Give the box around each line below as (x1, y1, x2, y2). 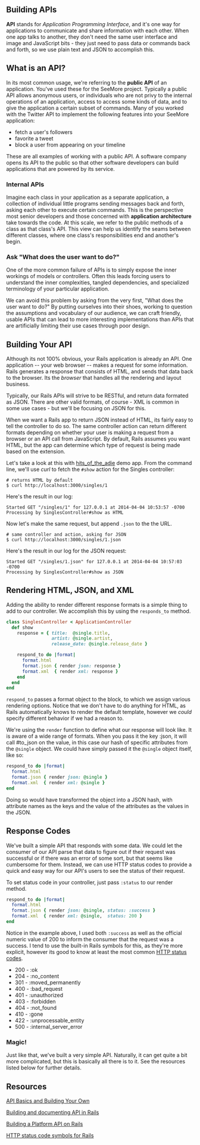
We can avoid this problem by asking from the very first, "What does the (6, 297, 183, 304)
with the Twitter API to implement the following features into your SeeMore (6, 110, 189, 118)
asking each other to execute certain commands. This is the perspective (6, 206, 183, 213)
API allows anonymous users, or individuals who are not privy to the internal (6, 92, 192, 99)
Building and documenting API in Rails (6, 1109, 99, 1116)
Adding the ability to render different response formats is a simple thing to (6, 601, 187, 608)
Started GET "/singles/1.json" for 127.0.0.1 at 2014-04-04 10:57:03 (6, 559, 183, 565)
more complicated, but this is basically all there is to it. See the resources (6, 1058, 186, 1065)
